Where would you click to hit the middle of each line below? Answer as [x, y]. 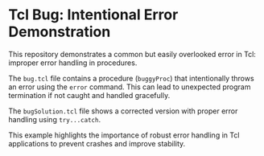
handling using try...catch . [55, 119]
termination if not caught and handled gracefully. [89, 95]
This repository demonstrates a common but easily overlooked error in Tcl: [132, 54]
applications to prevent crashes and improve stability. [97, 143]
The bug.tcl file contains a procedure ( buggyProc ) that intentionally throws [132, 78]
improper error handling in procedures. [73, 63]
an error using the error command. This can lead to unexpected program [130, 87]
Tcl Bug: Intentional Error [93, 15]
